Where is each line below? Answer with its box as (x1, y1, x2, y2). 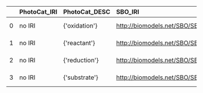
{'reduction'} (63, 56, 99, 64)
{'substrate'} (63, 73, 98, 82)
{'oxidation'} (63, 22, 98, 29)
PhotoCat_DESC (63, 8, 111, 16)
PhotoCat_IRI (19, 8, 57, 16)
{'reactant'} (63, 39, 95, 47)
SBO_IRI (116, 8, 140, 16)
